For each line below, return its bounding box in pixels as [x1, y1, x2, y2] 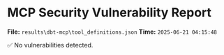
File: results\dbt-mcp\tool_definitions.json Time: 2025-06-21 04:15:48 [7, 27, 218, 36]
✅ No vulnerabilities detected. [7, 41, 94, 49]
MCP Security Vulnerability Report [7, 5, 211, 21]
